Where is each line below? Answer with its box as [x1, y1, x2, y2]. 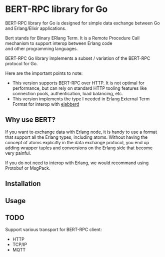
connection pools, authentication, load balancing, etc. [12, 90, 123, 96]
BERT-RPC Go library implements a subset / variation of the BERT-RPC [5, 55, 150, 61]
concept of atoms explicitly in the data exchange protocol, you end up [5, 139, 149, 145]
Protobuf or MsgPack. [5, 165, 50, 171]
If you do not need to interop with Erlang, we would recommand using [5, 160, 149, 166]
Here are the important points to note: [5, 70, 83, 76]
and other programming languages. [5, 45, 78, 51]
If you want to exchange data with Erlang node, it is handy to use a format [5, 129, 157, 135]
